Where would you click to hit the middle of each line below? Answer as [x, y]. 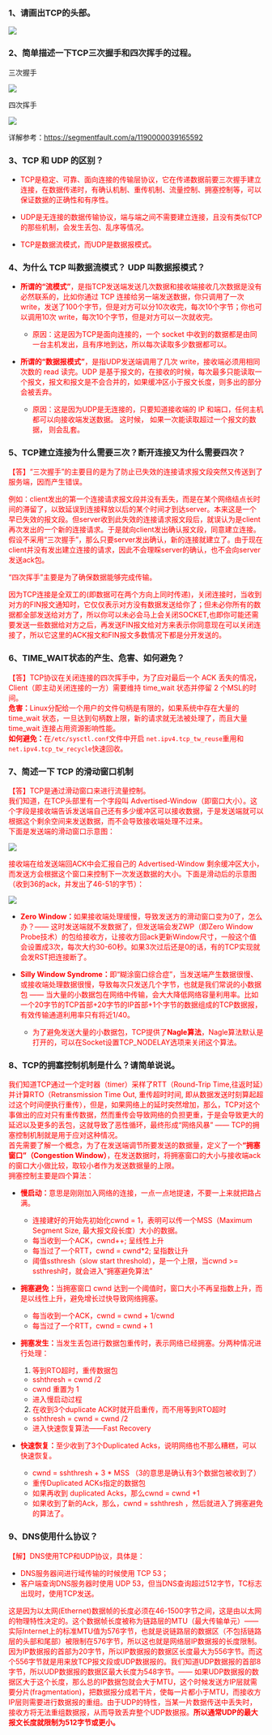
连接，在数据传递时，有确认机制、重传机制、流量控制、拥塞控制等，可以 [140, 189]
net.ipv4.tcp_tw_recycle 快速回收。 [68, 748]
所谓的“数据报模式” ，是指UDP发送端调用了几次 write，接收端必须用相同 [140, 362]
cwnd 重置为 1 [55, 1389]
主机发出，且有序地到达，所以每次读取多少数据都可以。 [139, 344]
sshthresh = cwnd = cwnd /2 [80, 1419]
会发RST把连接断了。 [55, 957]
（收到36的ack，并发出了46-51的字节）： [76, 884]
